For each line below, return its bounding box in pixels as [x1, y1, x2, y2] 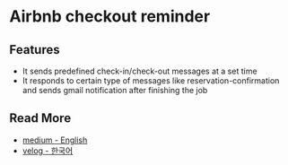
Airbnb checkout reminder [9, 6, 211, 27]
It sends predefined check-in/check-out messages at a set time [22, 65, 257, 76]
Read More [9, 110, 72, 126]
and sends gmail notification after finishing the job [22, 85, 208, 95]
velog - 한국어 [22, 145, 74, 156]
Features [9, 42, 60, 57]
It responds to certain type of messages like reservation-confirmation [22, 75, 280, 86]
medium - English [22, 135, 88, 145]
